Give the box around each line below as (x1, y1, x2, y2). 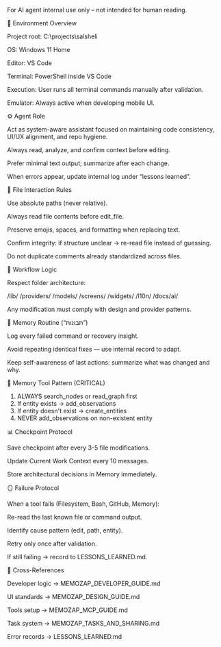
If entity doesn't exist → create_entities (16, 407, 127, 415)
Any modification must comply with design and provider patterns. (7, 305, 192, 313)
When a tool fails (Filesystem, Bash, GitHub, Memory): (7, 500, 159, 508)
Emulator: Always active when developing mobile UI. (7, 99, 155, 107)
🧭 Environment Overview (7, 19, 77, 27)
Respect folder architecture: (7, 279, 86, 286)
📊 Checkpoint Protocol (7, 428, 73, 436)
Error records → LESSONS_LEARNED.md (7, 633, 122, 640)
